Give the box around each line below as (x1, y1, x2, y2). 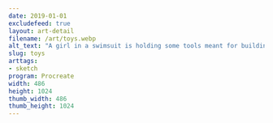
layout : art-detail (8, 27, 75, 35)
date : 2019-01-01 (8, 11, 67, 20)
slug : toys (8, 49, 45, 57)
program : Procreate (8, 72, 75, 80)
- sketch (8, 65, 38, 73)
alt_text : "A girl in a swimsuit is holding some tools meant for (8, 42, 238, 50)
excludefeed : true (8, 19, 71, 28)
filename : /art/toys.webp (8, 34, 96, 43)
